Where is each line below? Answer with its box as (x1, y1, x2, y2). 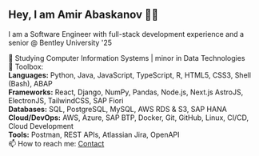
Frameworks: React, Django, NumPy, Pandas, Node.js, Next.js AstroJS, (8, 87, 244, 97)
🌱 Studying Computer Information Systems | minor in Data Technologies (8, 53, 245, 62)
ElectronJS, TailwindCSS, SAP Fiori (8, 95, 124, 105)
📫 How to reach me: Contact (8, 138, 105, 148)
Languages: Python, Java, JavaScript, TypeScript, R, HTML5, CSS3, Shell (8, 70, 252, 80)
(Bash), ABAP (8, 78, 54, 88)
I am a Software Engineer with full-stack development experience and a (8, 29, 245, 38)
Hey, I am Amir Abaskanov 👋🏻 (8, 8, 159, 22)
